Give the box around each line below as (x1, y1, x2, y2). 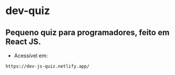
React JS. (5, 36, 42, 46)
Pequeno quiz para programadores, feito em (5, 28, 170, 37)
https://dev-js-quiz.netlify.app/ (5, 63, 90, 69)
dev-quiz (5, 4, 50, 18)
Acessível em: (13, 52, 48, 59)
